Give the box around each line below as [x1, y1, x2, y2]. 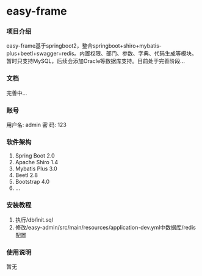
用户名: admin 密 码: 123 [6, 121, 67, 129]
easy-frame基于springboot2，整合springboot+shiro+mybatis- [6, 42, 162, 49]
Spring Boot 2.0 [15, 152, 55, 159]
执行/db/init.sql [15, 216, 54, 223]
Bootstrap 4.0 [15, 178, 50, 186]
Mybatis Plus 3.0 [15, 165, 58, 172]
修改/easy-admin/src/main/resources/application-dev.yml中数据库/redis [15, 223, 197, 231]
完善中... [6, 89, 27, 96]
